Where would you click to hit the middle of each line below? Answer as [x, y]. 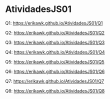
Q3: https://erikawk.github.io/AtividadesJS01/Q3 [55, 42]
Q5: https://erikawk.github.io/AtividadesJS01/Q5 [55, 61]
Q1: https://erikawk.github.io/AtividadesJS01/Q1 [54, 23]
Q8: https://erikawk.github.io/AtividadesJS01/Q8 [55, 90]
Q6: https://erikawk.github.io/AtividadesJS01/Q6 [55, 71]
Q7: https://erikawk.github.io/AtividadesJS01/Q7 [54, 81]
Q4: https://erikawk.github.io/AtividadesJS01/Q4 [55, 52]
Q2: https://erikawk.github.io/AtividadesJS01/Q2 [55, 32]
